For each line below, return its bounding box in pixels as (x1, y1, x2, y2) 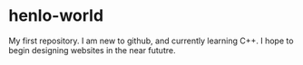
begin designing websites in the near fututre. (8, 44, 176, 55)
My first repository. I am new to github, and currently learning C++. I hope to (8, 35, 294, 46)
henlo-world (8, 5, 104, 26)
